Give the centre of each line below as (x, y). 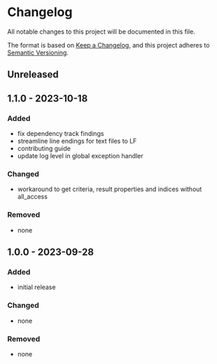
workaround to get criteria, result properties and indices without (110, 189)
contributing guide (44, 148)
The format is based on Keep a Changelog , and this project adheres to (108, 45)
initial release (36, 287)
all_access (32, 197)
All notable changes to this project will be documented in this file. (101, 31)
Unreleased (33, 75)
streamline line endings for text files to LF (77, 141)
